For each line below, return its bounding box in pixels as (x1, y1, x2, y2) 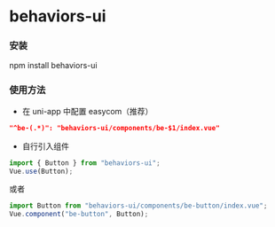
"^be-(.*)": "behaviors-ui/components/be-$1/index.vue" (9, 123, 220, 132)
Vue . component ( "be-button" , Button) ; (9, 210, 149, 219)
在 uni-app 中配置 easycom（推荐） (21, 106, 153, 116)
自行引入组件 (21, 140, 69, 152)
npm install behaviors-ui (9, 60, 98, 71)
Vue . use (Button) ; (9, 167, 74, 176)
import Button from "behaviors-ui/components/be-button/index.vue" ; (9, 201, 268, 210)
